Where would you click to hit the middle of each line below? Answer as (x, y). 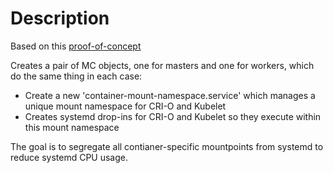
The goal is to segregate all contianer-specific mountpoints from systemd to (167, 146)
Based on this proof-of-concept (76, 46)
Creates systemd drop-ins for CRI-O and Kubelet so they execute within (173, 116)
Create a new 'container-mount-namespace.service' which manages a (170, 95)
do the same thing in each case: (76, 76)
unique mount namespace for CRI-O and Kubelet (125, 106)
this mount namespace (72, 127)
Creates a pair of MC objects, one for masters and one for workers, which (162, 65)
